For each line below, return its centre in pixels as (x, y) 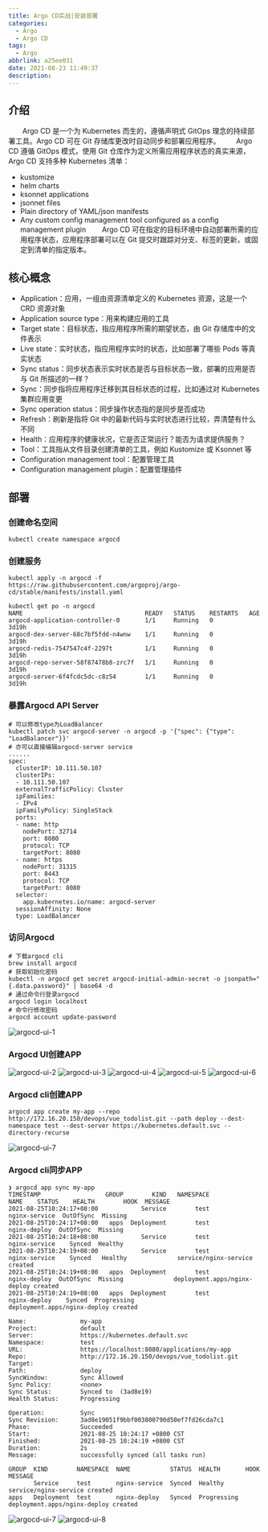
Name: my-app (55, 1321)
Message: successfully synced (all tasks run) (107, 1455)
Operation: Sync (51, 1413)
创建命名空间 (33, 522)
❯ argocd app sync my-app (51, 1188)
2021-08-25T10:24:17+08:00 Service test (109, 1209)
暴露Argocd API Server (53, 706)
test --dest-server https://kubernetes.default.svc (132, 1126)
